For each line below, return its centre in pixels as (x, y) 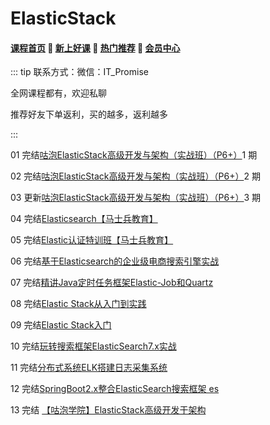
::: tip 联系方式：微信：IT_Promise (79, 72)
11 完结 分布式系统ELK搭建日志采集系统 (89, 368)
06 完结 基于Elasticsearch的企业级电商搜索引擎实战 (115, 261)
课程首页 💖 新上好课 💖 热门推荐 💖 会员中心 (95, 48)
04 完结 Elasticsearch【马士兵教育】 (84, 219)
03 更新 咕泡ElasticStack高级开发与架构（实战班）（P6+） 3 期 (136, 198)
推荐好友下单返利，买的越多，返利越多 (89, 114)
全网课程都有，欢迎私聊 (58, 93)
